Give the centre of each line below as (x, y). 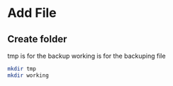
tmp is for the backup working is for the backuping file (86, 56)
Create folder (37, 39)
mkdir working (28, 75)
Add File (32, 13)
